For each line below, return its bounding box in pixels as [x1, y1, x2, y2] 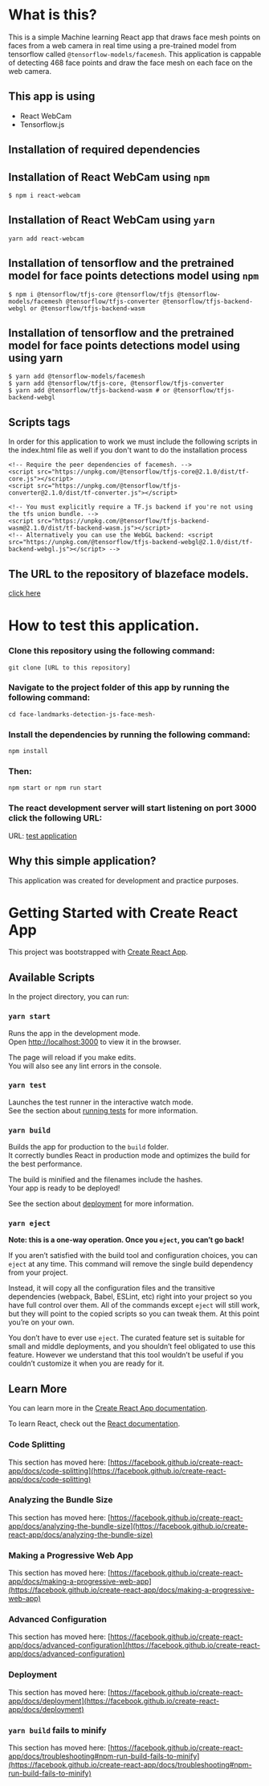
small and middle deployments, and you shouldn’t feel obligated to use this [8, 1342, 255, 1351]
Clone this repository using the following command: [8, 645, 215, 657]
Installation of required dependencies [8, 143, 201, 157]
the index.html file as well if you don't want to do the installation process [8, 445, 247, 455]
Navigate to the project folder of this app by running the [8, 682, 230, 693]
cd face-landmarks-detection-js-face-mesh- [8, 710, 157, 719]
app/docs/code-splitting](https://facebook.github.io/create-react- [8, 1465, 226, 1476]
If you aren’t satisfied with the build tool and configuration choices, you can [8, 1251, 259, 1260]
